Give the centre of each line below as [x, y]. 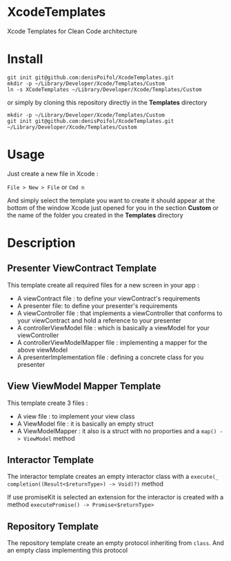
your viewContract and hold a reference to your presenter [99, 320]
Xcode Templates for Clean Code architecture [72, 31]
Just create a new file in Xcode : [53, 173]
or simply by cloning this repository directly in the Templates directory [107, 102]
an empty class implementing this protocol [68, 551]
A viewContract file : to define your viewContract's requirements [109, 298]
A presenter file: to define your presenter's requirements [97, 305]
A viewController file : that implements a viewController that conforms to [120, 313]
